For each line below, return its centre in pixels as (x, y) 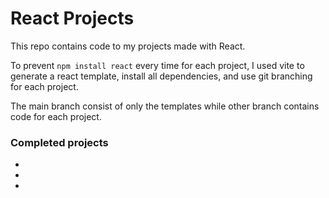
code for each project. (56, 116)
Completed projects (59, 142)
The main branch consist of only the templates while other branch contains (165, 106)
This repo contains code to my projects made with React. (128, 46)
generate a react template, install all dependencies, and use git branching (161, 76)
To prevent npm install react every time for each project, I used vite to (157, 65)
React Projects (72, 18)
